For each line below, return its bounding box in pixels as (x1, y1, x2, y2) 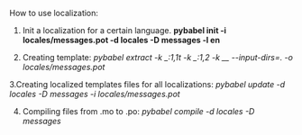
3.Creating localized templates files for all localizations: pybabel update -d (9, 79, 286, 89)
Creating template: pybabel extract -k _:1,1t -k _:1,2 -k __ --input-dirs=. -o (22, 52, 293, 62)
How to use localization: (9, 8, 99, 18)
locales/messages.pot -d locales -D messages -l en (22, 35, 221, 45)
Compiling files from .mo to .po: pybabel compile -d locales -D (22, 106, 255, 116)
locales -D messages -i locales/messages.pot (9, 89, 180, 99)
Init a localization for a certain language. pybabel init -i (22, 25, 227, 35)
